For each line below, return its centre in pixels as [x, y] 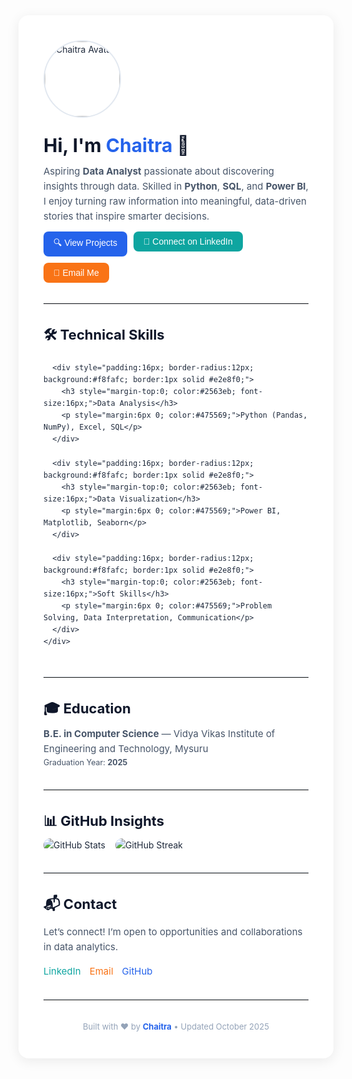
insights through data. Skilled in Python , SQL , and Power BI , [176, 186]
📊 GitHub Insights [104, 820]
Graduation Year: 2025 [85, 762]
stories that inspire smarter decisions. [126, 216]
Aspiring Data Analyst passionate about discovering [159, 171]
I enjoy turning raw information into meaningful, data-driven [175, 201]
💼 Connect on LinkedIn [187, 241]
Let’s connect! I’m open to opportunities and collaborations [173, 932]
